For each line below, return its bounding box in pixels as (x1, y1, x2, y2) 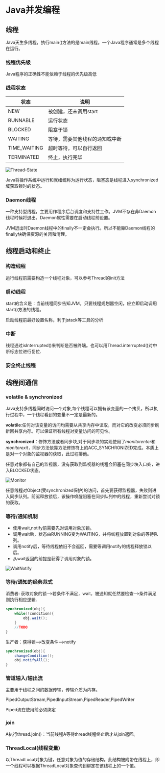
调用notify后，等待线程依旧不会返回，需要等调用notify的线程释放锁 (12, 544, 148, 549)
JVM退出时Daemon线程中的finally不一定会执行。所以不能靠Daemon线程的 (5, 225, 155, 231)
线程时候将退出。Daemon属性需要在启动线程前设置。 (5, 214, 113, 221)
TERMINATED (8, 153, 40, 160)
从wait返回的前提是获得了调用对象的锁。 (12, 556, 94, 562)
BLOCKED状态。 (9, 467, 43, 473)
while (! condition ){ (14, 611, 54, 616)
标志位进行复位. (9, 349, 42, 354)
